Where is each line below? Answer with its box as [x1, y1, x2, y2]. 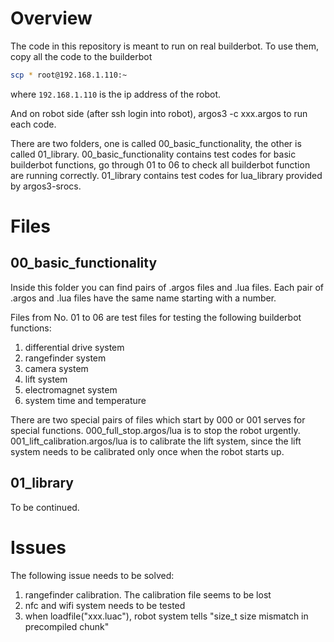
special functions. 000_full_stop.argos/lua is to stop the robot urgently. [10, 424, 301, 436]
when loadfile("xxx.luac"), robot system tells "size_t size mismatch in [24, 610, 309, 622]
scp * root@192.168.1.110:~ [10, 70, 128, 80]
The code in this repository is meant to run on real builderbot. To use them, [10, 40, 320, 52]
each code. [10, 118, 57, 130]
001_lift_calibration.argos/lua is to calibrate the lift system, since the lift [10, 435, 302, 447]
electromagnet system [24, 383, 118, 396]
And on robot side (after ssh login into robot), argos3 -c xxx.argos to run [10, 107, 308, 119]
